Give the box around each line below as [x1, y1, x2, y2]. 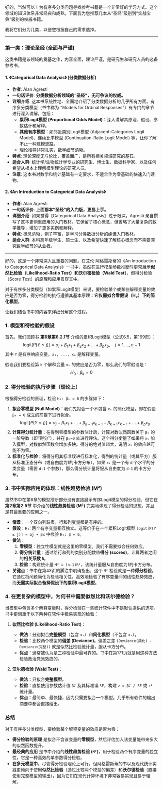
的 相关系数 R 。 [19, 555, 49, 561]
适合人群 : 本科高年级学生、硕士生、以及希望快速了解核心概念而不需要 [12, 237, 151, 242]
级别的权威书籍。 [11, 16, 46, 22]
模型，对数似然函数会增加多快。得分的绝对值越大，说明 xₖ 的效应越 [16, 441, 151, 447]
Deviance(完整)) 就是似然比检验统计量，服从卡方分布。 [19, 644, 129, 650]
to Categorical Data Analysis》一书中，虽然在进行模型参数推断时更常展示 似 [5, 264, 155, 270]
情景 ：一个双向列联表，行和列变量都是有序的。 [12, 519, 106, 525]
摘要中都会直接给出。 [19, 701, 62, 707]
